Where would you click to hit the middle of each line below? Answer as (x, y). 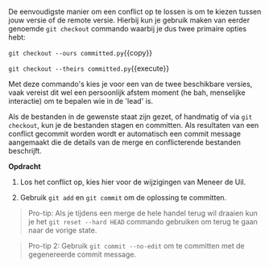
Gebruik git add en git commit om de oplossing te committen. (123, 197)
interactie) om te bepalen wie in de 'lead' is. (81, 101)
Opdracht (25, 166)
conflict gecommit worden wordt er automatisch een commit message (125, 133)
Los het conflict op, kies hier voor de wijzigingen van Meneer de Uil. (133, 182)
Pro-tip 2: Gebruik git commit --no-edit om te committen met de (136, 246)
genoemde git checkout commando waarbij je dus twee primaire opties (128, 29)
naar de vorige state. (62, 230)
